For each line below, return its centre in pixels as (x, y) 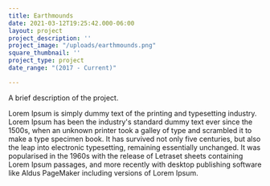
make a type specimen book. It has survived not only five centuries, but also (135, 139)
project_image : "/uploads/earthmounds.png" (82, 46)
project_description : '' (50, 38)
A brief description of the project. (63, 98)
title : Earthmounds (41, 16)
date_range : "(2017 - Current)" (62, 68)
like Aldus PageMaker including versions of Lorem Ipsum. (103, 172)
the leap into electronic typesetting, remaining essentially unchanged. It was (135, 147)
